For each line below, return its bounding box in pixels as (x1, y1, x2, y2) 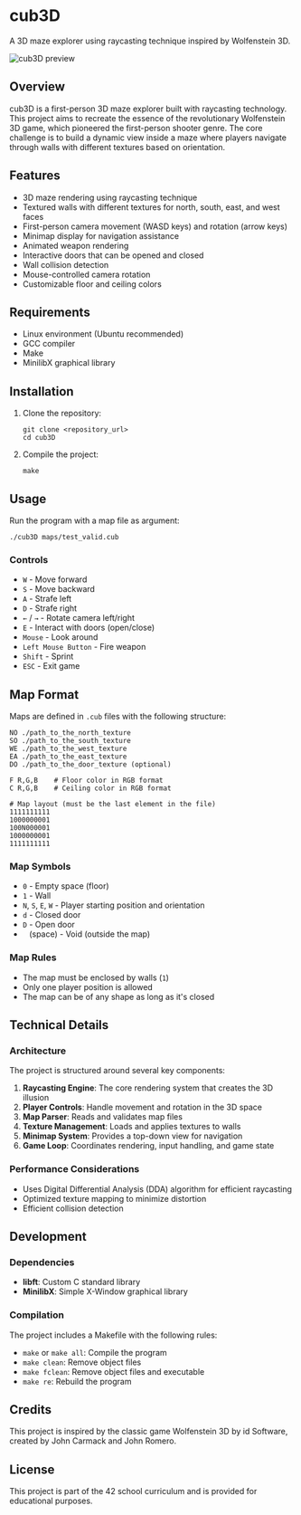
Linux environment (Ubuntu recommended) (22, 329, 184, 339)
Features (9, 168, 61, 184)
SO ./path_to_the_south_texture (9, 737, 131, 746)
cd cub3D (22, 434, 56, 443)
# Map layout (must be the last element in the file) (9, 800, 217, 809)
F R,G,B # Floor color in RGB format (9, 776, 165, 786)
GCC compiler (22, 338, 76, 349)
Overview (9, 79, 66, 95)
